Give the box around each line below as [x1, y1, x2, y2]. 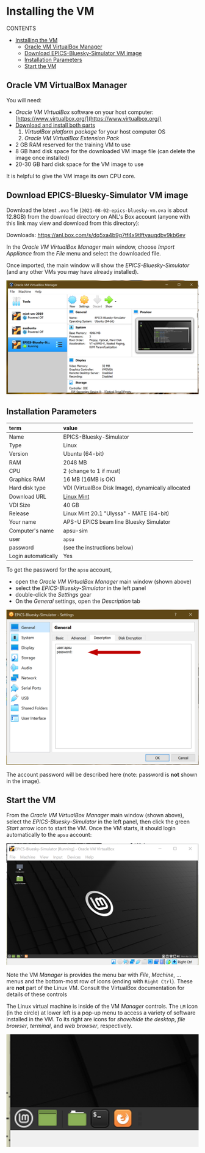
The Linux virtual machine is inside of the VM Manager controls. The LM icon [6, 1003, 198, 1010]
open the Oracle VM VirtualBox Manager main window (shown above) [15, 578, 192, 585]
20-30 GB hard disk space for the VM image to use [15, 161, 144, 168]
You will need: [6, 96, 41, 104]
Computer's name [9, 527, 54, 534]
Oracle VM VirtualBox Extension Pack [24, 134, 120, 142]
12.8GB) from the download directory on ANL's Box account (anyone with [6, 213, 190, 220]
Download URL [9, 493, 47, 500]
